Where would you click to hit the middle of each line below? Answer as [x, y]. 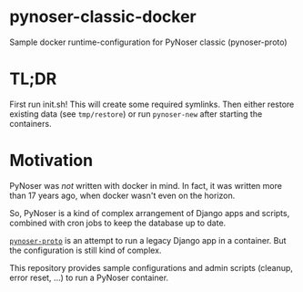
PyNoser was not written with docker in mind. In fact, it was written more [146, 185]
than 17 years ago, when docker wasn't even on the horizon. [122, 195]
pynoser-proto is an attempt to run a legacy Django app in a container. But [148, 240]
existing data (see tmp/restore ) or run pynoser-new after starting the [136, 114]
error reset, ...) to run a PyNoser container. [89, 277]
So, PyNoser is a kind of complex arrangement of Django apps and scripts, [150, 213]
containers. [30, 123]
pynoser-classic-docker [103, 17]
